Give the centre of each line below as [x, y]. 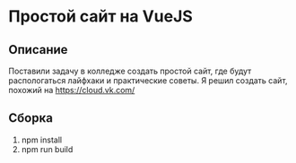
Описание [38, 50]
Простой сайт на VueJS [101, 17]
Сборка [30, 118]
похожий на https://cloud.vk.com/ [72, 90]
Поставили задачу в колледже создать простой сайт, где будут [130, 71]
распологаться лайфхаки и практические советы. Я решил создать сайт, [148, 81]
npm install [42, 140]
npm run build [47, 149]
